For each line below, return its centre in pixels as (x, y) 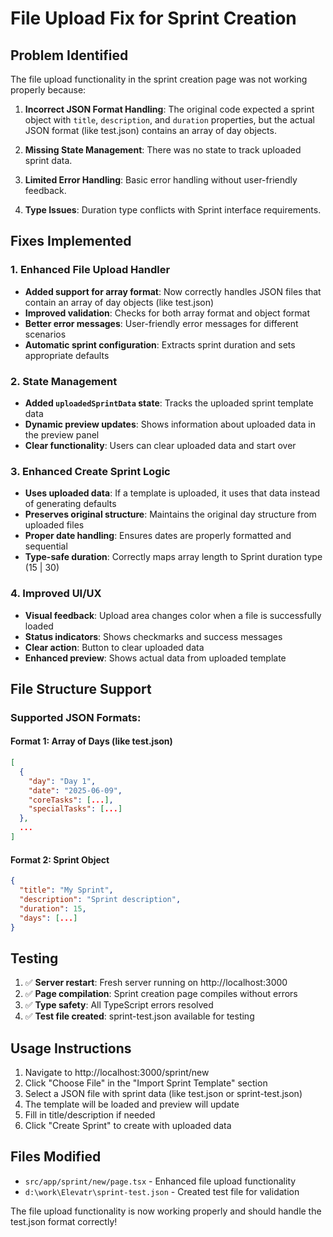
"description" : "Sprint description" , (100, 899)
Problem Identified (69, 55)
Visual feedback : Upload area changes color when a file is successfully (173, 615)
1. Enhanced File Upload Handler (90, 270)
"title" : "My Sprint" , (66, 890)
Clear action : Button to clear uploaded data (114, 647)
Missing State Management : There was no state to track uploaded (163, 150)
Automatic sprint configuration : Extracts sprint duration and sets (160, 344)
